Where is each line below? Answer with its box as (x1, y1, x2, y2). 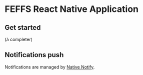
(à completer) (4, 36, 33, 42)
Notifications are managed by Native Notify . (4, 64, 95, 70)
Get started (4, 23, 41, 32)
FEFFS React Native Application (4, 3, 138, 15)
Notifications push (4, 51, 64, 59)
